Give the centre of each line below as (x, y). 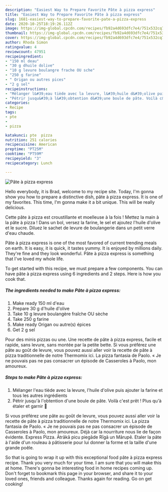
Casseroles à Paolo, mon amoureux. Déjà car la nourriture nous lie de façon (83, 431)
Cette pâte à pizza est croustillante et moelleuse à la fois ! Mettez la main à (82, 217)
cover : (12, 38)
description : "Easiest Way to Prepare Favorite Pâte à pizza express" (80, 10)
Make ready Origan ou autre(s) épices (51, 324)
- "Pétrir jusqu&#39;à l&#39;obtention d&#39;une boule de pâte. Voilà (81, 98)
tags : (11, 112)
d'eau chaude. (20, 233)
